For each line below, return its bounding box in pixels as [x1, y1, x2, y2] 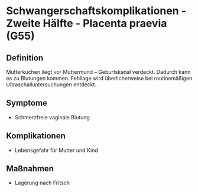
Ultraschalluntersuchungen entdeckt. [6, 81, 96, 88]
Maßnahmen [6, 164, 54, 174]
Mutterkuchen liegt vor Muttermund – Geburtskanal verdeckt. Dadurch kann [6, 69, 191, 75]
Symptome [6, 98, 47, 108]
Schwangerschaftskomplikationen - [6, 4, 186, 18]
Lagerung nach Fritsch [14, 179, 70, 187]
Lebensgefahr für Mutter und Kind [14, 147, 99, 154]
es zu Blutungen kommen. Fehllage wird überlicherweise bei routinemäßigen [6, 75, 193, 82]
